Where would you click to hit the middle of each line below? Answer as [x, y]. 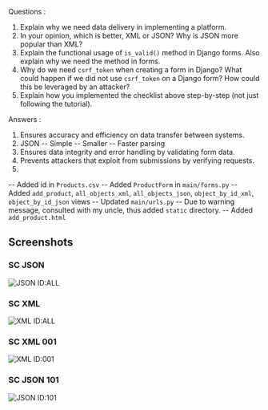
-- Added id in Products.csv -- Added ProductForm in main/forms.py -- [123, 185]
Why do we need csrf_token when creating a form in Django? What [131, 70]
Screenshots [41, 243]
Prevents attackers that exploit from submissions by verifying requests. [137, 160]
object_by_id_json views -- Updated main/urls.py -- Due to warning [122, 201]
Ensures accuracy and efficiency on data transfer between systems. [132, 135]
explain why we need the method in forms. [90, 61]
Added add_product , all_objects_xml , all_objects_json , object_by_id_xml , [131, 193]
